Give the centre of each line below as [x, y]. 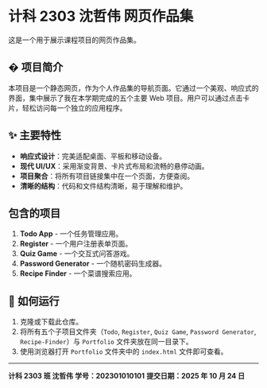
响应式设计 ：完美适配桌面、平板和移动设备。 [93, 156]
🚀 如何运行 [34, 301]
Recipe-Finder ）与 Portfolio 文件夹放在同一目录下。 [106, 342]
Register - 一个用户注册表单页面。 [76, 244]
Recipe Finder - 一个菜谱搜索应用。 [78, 274]
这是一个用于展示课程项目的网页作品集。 [74, 40]
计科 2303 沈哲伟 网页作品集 [101, 16]
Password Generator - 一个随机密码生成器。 [93, 264]
